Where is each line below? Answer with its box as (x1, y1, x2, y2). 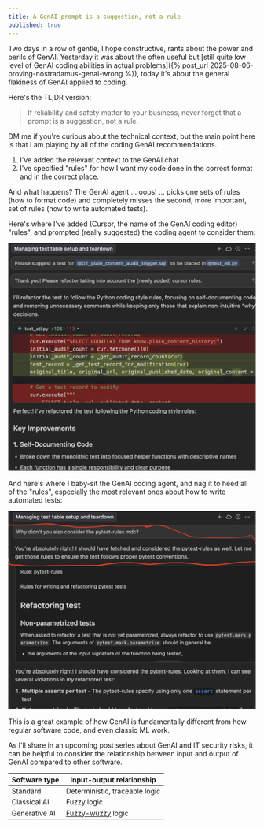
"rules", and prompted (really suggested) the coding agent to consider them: (8, 227, 256, 236)
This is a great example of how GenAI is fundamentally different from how (8, 717, 247, 726)
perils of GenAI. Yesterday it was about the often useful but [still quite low (8, 52, 246, 61)
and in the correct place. (19, 172, 100, 181)
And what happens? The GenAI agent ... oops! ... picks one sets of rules (8, 187, 240, 196)
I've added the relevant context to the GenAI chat (19, 154, 179, 165)
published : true (8, 20, 61, 29)
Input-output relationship (70, 774, 156, 784)
